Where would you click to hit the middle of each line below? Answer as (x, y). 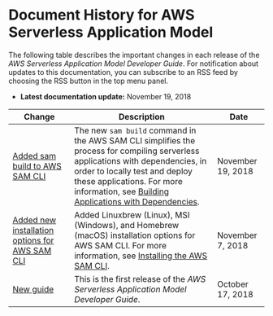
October (233, 284)
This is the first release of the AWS (140, 279)
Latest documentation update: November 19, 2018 (106, 96)
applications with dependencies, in (141, 160)
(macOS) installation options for (135, 235)
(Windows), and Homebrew (127, 225)
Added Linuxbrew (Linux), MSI (132, 215)
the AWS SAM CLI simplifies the (135, 140)
